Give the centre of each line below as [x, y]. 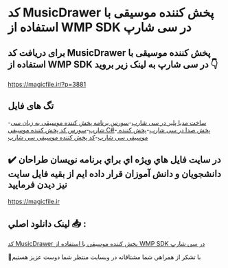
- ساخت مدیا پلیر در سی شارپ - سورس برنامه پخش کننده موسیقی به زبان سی [107, 123]
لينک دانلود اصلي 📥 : [47, 224]
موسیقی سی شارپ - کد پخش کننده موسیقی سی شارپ [78, 137]
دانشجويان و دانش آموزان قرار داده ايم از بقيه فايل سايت [115, 174]
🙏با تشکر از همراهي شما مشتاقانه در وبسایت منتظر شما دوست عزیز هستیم [104, 257]
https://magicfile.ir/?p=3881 [47, 84]
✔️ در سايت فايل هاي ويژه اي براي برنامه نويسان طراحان [115, 160]
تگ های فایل [31, 106]
